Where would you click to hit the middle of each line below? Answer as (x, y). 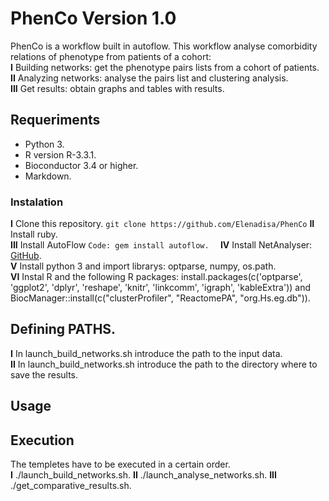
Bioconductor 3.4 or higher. (81, 165)
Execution (42, 440)
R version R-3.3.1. (60, 154)
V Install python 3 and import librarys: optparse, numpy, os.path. (143, 266)
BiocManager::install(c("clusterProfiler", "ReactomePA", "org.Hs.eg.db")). (160, 298)
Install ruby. (34, 234)
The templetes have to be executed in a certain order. (120, 464)
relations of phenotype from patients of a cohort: (111, 56)
